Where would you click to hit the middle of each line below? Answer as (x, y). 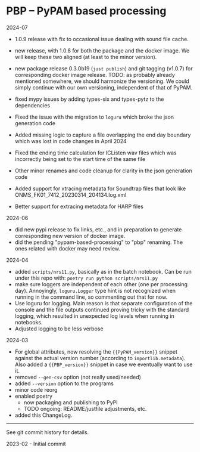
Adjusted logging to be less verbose (59, 329)
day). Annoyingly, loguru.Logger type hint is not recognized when (95, 290)
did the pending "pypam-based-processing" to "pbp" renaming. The (99, 242)
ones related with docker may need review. (68, 248)
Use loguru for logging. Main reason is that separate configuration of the (104, 303)
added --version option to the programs (64, 383)
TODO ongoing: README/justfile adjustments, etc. (85, 408)
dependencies (32, 105)
